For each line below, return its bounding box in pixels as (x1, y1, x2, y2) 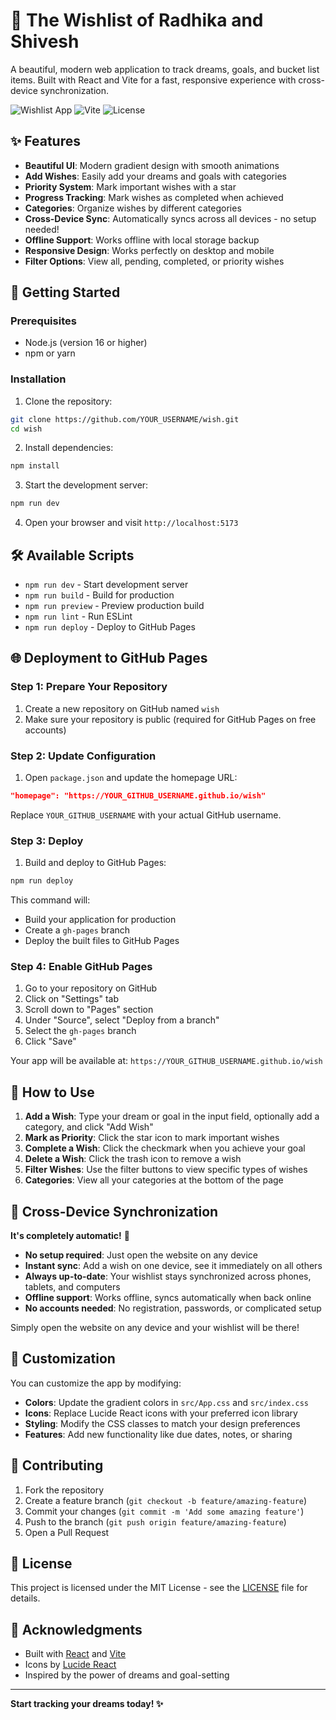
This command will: (10, 894, 91, 906)
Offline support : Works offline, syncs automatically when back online (24, 1292, 312, 1303)
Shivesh (10, 30, 80, 53)
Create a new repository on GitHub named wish (24, 702, 220, 714)
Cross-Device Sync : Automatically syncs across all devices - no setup (24, 212, 317, 224)
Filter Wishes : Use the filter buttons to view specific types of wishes (24, 1164, 308, 1176)
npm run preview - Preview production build (24, 600, 205, 612)
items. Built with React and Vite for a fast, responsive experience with (10, 74, 297, 86)
